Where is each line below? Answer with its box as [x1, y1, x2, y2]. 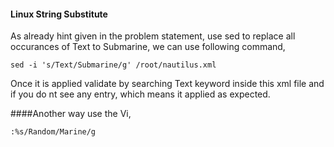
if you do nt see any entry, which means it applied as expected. [10, 88, 271, 100]
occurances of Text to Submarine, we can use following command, [10, 41, 286, 53]
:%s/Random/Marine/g [10, 127, 97, 137]
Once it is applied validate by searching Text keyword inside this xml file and [10, 78, 325, 90]
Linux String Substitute [10, 8, 108, 20]
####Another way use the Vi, [10, 108, 132, 120]
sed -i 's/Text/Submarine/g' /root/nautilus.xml [10, 60, 217, 70]
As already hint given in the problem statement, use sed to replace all [10, 30, 296, 42]
